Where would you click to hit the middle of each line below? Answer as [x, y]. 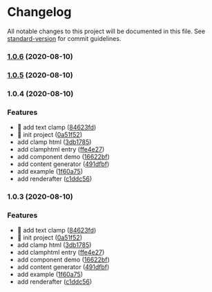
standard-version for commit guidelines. [64, 38]
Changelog [39, 12]
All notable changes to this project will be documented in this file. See [106, 31]
